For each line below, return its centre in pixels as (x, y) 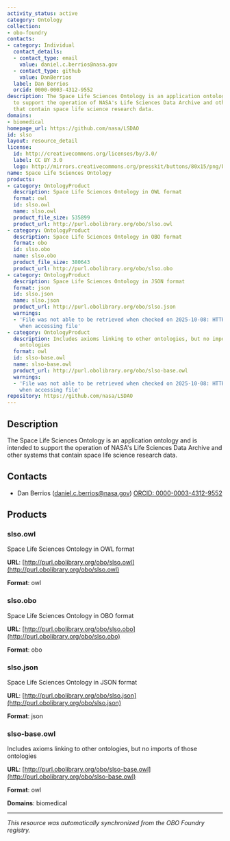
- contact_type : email (46, 58)
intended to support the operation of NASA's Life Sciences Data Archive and (115, 447)
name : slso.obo (35, 256)
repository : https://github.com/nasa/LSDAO (70, 396)
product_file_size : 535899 (52, 217)
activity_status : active (42, 13)
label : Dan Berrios (41, 84)
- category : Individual (41, 45)
